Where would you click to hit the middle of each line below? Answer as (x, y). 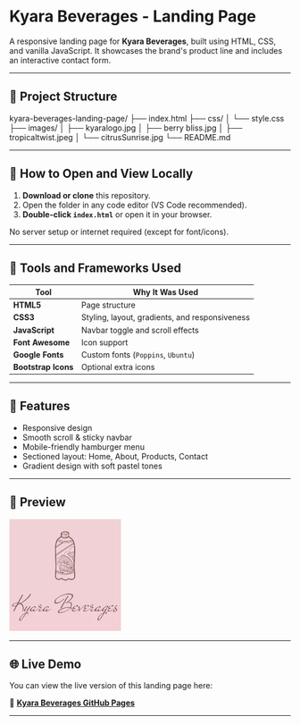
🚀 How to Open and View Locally (101, 174)
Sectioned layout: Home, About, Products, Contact (115, 456)
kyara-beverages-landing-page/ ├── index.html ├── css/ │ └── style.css (147, 118)
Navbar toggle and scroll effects (140, 330)
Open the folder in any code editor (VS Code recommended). (134, 205)
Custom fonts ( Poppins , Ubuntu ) (138, 355)
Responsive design (57, 427)
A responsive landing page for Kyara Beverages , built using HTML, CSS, (143, 41)
